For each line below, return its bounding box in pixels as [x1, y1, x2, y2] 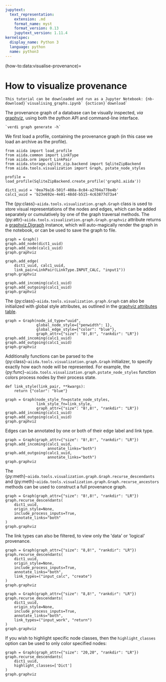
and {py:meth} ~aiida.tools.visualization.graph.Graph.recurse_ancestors [5, 478, 159, 484]
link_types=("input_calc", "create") [14, 574, 92, 579]
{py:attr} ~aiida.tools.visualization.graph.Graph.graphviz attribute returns [5, 217, 162, 223]
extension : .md [14, 16, 46, 21]
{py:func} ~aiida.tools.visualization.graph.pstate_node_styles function [5, 369, 157, 375]
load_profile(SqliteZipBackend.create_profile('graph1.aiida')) [5, 179, 141, 184]
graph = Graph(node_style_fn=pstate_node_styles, [5, 397, 110, 402]
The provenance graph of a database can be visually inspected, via [5, 110, 143, 116]
